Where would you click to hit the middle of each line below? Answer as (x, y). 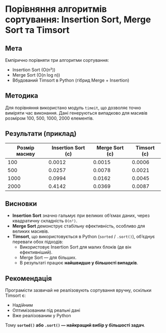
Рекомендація (28, 278)
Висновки (21, 204)
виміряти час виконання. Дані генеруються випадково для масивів (76, 113)
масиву (26, 154)
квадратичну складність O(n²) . (45, 221)
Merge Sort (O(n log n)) (36, 75)
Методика (22, 96)
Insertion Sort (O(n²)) (34, 70)
